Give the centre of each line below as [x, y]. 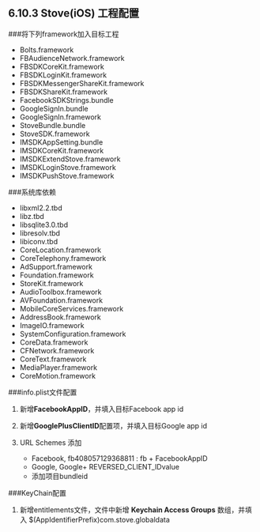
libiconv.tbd [39, 241]
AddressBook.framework [60, 317]
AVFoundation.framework [61, 300]
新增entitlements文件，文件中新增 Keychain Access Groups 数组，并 [132, 509]
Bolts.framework [47, 50]
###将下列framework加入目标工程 [64, 34]
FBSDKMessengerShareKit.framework [82, 83]
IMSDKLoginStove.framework [68, 167]
